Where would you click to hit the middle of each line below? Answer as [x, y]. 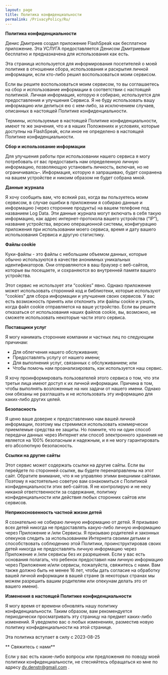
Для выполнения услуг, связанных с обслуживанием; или [74, 363]
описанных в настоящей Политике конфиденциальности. [66, 111]
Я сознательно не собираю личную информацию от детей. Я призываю [82, 522]
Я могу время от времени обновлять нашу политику [61, 606]
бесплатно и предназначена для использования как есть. [67, 54]
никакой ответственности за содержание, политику [61, 492]
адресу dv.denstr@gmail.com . [37, 667]
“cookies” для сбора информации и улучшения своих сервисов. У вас [80, 296]
